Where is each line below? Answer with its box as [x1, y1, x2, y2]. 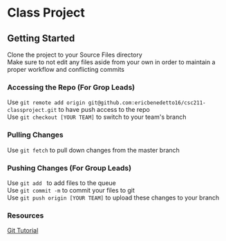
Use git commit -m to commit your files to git [7, 186, 135, 194]
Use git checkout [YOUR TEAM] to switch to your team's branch [7, 113, 187, 122]
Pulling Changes [7, 130, 64, 139]
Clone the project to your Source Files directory [7, 50, 143, 59]
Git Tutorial [7, 226, 39, 235]
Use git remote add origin [7, 98, 86, 106]
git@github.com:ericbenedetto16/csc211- [88, 99, 206, 106]
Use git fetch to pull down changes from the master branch [7, 146, 180, 154]
